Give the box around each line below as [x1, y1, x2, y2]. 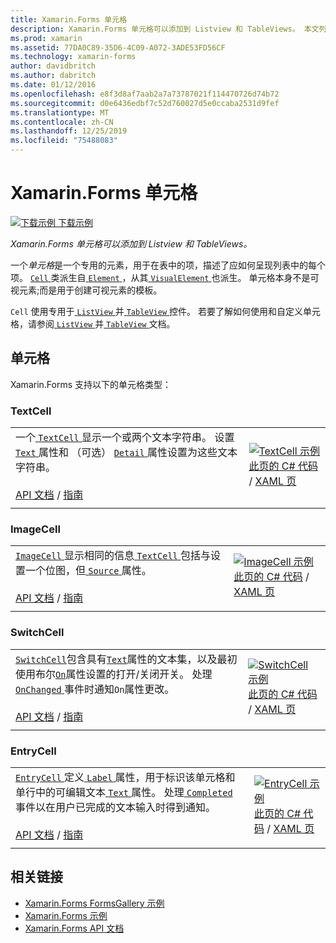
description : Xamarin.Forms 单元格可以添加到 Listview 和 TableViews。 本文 [10, 24, 320, 34]
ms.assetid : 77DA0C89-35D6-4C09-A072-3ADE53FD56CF [10, 42, 226, 53]
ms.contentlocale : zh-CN [10, 117, 114, 127]
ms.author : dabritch [10, 71, 97, 81]
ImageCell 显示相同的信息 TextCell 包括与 [15, 549, 212, 563]
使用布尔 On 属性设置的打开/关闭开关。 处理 [15, 667, 213, 681]
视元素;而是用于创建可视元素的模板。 [10, 284, 163, 296]
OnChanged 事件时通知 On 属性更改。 [15, 682, 175, 696]
